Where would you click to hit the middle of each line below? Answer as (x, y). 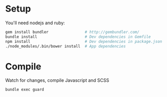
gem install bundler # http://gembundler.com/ (72, 32)
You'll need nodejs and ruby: (35, 23)
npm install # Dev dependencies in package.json (84, 41)
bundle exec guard (25, 90)
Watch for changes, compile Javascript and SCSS (57, 80)
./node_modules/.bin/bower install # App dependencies (65, 46)
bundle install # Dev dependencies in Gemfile (78, 37)
